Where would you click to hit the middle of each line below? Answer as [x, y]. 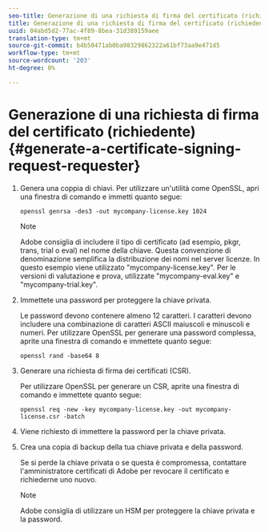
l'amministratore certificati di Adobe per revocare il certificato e [124, 471]
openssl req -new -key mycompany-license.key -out [106, 409]
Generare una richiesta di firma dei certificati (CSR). [105, 371]
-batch [74, 416]
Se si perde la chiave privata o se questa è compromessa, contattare [133, 462]
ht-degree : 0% [32, 68]
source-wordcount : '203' [50, 61]
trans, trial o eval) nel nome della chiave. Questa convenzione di [125, 250]
